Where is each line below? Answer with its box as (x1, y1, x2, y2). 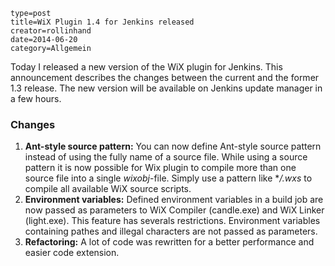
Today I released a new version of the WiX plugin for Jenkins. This (10, 61, 283, 73)
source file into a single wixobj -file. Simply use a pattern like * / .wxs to (24, 172, 313, 184)
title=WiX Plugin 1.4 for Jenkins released (10, 17, 195, 27)
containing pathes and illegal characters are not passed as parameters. (24, 225, 318, 238)
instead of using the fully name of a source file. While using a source (24, 151, 308, 163)
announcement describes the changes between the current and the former (10, 72, 320, 83)
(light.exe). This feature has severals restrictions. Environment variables (24, 215, 321, 227)
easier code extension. (24, 247, 120, 259)
